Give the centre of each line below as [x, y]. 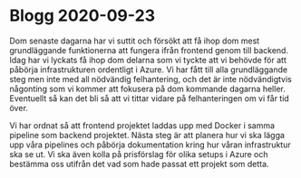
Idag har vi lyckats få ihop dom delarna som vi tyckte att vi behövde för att [148, 60]
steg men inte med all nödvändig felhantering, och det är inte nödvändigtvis [150, 79]
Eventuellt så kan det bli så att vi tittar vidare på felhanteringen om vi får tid [150, 98]
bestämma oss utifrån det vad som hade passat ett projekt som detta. [139, 164]
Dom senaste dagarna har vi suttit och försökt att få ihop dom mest [135, 41]
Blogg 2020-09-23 [83, 16]
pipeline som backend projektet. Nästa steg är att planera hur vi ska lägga [147, 135]
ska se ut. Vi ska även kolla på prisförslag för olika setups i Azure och [139, 154]
